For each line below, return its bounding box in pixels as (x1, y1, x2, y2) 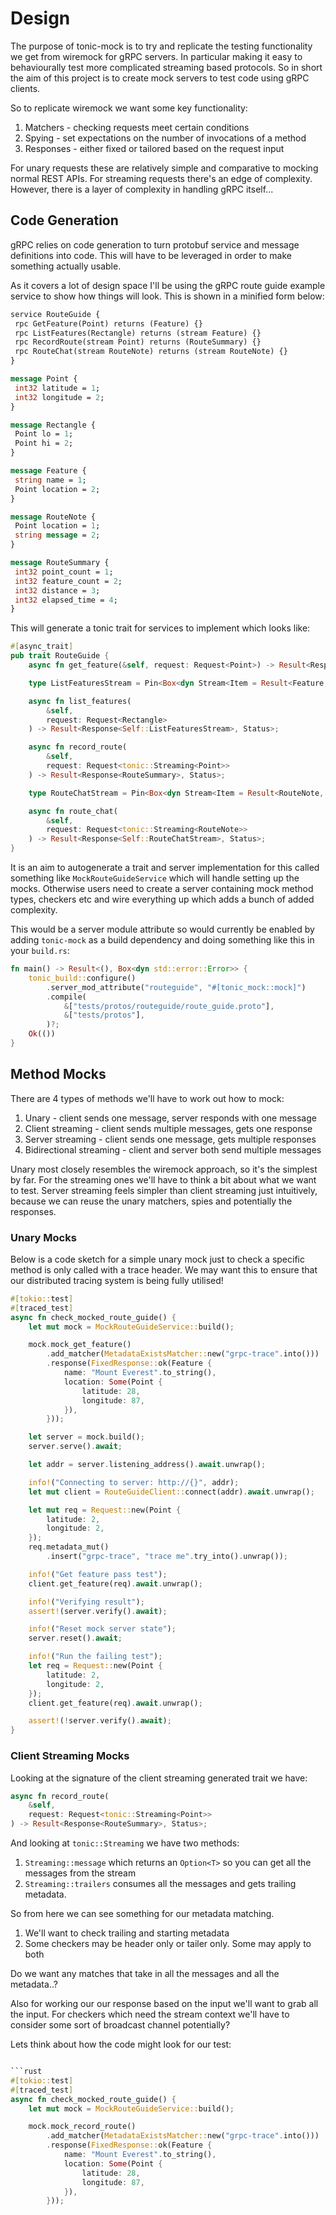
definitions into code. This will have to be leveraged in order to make (10, 249, 292, 261)
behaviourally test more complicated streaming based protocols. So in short (10, 61, 323, 73)
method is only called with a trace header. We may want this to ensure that (10, 1263, 318, 1276)
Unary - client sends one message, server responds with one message (24, 1112, 317, 1124)
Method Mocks (10, 1066, 107, 1083)
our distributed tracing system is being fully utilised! (10, 1274, 224, 1286)
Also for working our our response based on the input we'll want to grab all (10, 1998, 319, 2010)
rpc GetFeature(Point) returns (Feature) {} (14, 318, 203, 329)
